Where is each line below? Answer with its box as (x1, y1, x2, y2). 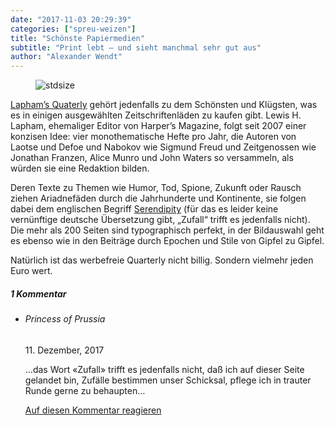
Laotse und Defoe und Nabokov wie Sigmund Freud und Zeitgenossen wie (10, 141, 317, 153)
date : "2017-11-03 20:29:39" (10, 14, 132, 25)
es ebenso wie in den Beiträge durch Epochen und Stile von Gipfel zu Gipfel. (10, 235, 325, 247)
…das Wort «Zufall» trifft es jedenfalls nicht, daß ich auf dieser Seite (24, 363, 305, 375)
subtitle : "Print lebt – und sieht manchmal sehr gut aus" (10, 42, 262, 53)
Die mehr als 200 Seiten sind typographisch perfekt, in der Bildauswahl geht (10, 224, 325, 236)
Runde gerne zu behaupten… (24, 384, 146, 396)
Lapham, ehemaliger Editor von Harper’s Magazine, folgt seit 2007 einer (10, 120, 307, 132)
